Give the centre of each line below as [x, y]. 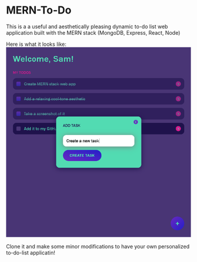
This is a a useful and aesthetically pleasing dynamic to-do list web [87, 26]
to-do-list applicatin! [31, 253]
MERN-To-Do [39, 10]
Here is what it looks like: [36, 44]
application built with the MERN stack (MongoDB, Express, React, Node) [93, 32]
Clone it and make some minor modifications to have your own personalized [98, 247]
